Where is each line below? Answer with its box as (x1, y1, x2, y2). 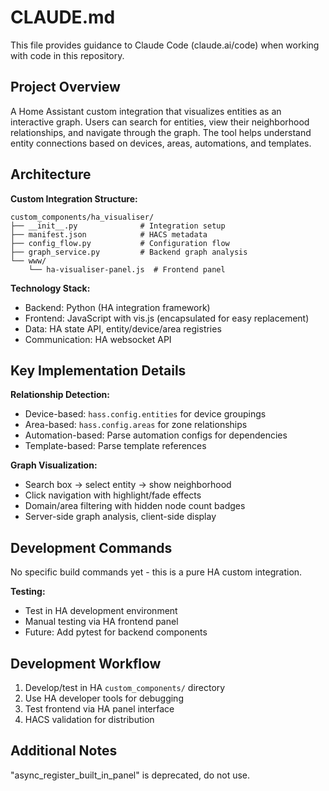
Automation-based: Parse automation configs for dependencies (24, 429, 288, 441)
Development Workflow (10, 655, 162, 672)
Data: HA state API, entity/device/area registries (24, 322, 222, 335)
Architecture (10, 166, 92, 183)
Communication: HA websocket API (24, 333, 172, 345)
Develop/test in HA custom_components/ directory (24, 682, 226, 693)
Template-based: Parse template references (24, 440, 207, 452)
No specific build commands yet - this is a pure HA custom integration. (10, 566, 303, 578)
